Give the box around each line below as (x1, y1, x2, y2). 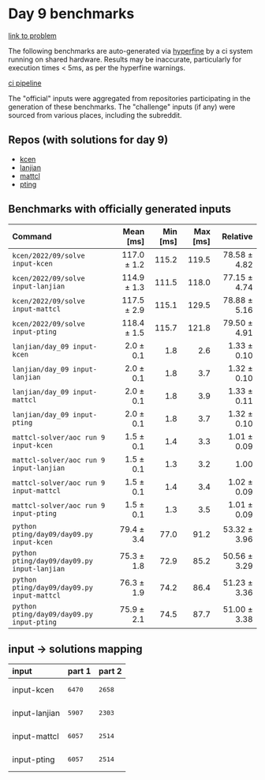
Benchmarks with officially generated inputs (8, 202, 231, 216)
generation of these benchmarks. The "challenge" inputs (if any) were (8, 102, 236, 111)
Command (12, 231, 53, 242)
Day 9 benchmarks (8, 5, 135, 23)
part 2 (98, 665, 122, 676)
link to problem (8, 31, 57, 40)
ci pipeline (8, 78, 42, 88)
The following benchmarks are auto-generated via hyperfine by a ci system (8, 46, 253, 55)
